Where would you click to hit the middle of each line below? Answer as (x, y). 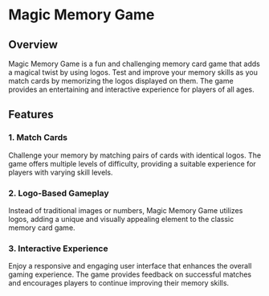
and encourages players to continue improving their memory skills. (119, 283)
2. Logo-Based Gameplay (59, 193)
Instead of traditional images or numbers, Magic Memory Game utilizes (126, 210)
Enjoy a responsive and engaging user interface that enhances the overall (130, 266)
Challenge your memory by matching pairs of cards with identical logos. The (135, 155)
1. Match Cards (38, 138)
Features (31, 115)
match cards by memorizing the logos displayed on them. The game (121, 81)
